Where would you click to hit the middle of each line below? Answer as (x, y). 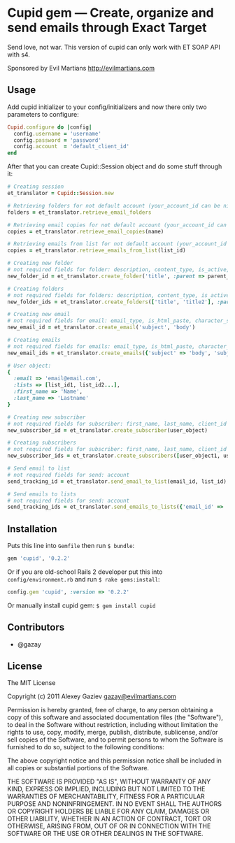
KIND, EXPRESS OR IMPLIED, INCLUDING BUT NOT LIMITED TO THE (106, 789)
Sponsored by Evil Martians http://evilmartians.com (81, 68)
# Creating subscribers (42, 443)
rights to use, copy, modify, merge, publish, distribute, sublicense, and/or (113, 733)
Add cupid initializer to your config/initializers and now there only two (107, 107)
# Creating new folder (40, 264)
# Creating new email (39, 315)
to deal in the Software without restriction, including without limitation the (113, 725)
